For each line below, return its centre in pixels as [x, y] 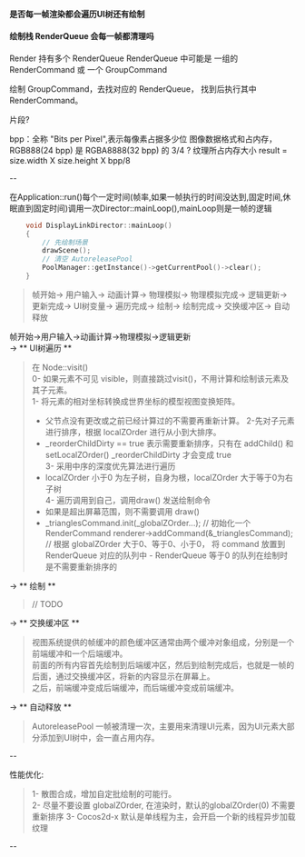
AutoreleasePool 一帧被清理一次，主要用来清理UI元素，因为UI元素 [155, 726]
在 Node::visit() [60, 367]
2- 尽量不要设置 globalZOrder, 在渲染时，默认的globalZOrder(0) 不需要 [163, 805]
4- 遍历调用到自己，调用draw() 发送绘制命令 [128, 500]
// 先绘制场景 [65, 242]
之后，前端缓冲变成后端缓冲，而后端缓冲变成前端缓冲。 [135, 687]
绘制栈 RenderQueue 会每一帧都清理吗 [82, 36]
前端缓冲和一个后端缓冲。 [79, 653]
